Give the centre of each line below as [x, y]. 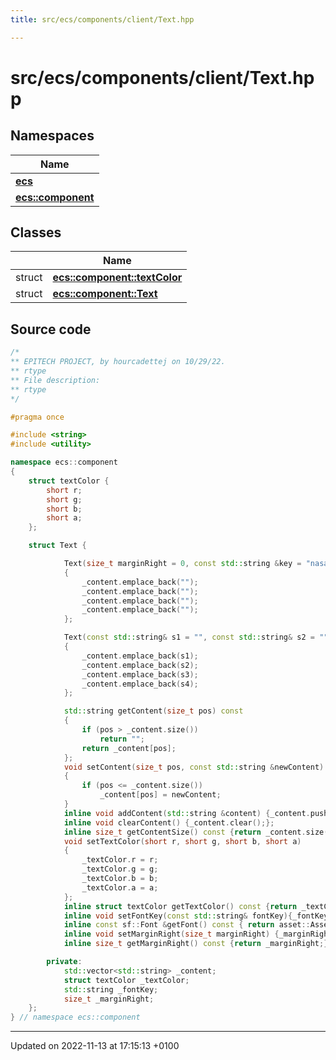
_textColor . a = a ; [120, 887]
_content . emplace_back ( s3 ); [140, 674]
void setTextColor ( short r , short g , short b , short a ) [182, 841]
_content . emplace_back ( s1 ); [140, 656]
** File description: [55, 380]
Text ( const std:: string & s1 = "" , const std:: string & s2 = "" [196, 637]
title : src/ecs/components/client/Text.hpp [102, 19]
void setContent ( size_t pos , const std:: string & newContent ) [194, 767]
